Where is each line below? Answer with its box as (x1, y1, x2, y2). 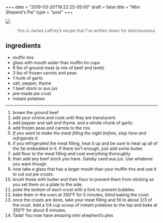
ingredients (5, 42, 41, 50)
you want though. (12, 161, 48, 166)
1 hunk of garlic (12, 75, 44, 81)
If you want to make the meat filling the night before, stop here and (12, 130, 147, 136)
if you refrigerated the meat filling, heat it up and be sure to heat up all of (12, 140, 158, 146)
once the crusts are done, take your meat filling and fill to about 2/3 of (12, 197, 152, 203)
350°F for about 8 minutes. (12, 207, 67, 213)
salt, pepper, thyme (12, 80, 51, 86)
